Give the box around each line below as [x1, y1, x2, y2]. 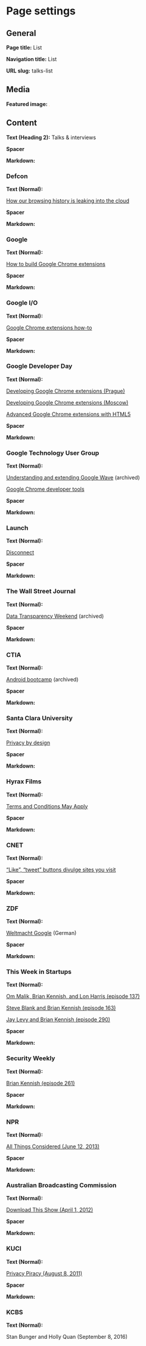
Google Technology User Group [6, 448, 100, 457]
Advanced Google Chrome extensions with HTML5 [6, 411, 131, 418]
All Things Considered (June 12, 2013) [6, 1143, 100, 1150]
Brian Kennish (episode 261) [6, 1079, 76, 1087]
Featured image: [6, 100, 48, 107]
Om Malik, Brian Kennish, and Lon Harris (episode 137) [6, 993, 140, 1000]
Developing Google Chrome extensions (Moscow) [6, 399, 129, 406]
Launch [6, 524, 29, 532]
